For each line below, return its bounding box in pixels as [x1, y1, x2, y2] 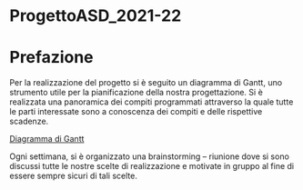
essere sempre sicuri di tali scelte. [9, 170, 138, 182]
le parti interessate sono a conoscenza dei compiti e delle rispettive [9, 106, 263, 117]
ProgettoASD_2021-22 [9, 5, 182, 26]
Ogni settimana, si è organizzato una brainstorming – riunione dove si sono [9, 151, 289, 162]
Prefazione [9, 47, 94, 68]
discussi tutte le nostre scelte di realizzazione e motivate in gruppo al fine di [9, 161, 295, 172]
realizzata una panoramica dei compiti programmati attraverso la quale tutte [9, 96, 294, 107]
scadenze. [9, 115, 49, 127]
